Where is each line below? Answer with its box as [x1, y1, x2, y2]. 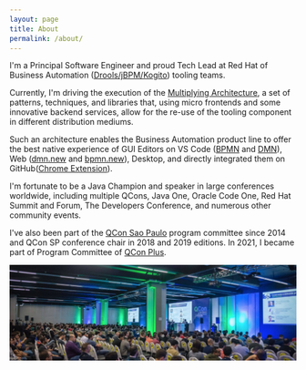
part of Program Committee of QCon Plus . [9, 247, 167, 258]
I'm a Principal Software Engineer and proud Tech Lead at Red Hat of [9, 60, 269, 71]
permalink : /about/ [9, 34, 84, 43]
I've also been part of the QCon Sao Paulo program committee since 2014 [9, 228, 287, 239]
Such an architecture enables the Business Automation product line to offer [9, 134, 291, 145]
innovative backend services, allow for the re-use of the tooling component [9, 107, 292, 118]
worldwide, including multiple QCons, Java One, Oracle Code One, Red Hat [9, 190, 291, 201]
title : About [9, 24, 59, 34]
